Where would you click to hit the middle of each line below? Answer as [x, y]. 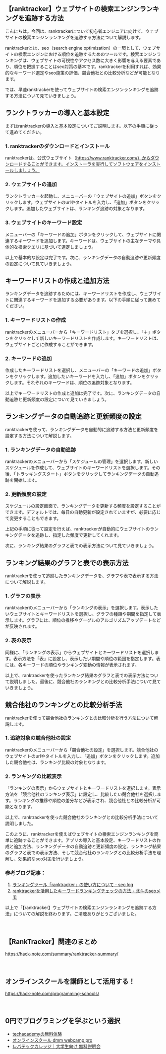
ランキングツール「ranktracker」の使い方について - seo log [73, 885]
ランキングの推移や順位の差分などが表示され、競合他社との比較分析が [85, 801]
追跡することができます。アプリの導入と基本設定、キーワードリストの [85, 840]
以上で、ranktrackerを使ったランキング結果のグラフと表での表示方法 [75, 675]
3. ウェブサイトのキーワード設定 [44, 223]
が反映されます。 [22, 626]
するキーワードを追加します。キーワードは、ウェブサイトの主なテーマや [83, 240]
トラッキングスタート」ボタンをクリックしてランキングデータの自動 [85, 474]
